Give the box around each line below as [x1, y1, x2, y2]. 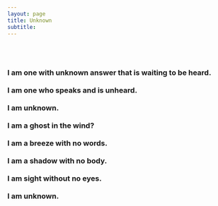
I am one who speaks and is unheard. [7, 85, 138, 95]
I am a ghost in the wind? [7, 121, 95, 131]
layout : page [7, 10, 46, 18]
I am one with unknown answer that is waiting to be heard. [7, 68, 212, 78]
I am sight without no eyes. [7, 174, 102, 183]
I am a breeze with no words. [7, 138, 108, 148]
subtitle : [7, 23, 37, 30]
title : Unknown [7, 17, 52, 24]
